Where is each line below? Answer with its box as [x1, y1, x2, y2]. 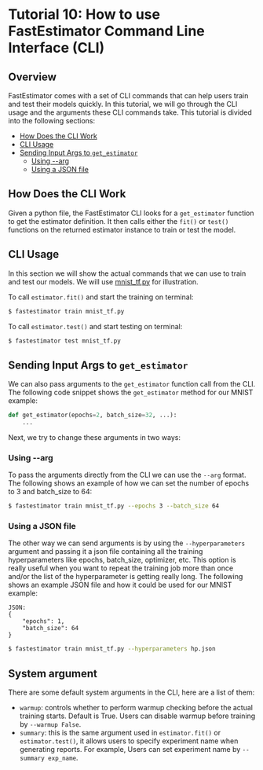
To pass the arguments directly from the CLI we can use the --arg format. [8, 470, 247, 480]
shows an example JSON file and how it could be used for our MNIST [8, 580, 232, 590]
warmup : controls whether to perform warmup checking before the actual [19, 703, 254, 713]
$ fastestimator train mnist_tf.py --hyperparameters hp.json [8, 645, 216, 653]
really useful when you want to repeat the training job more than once [8, 563, 234, 573]
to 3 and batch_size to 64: [8, 487, 93, 497]
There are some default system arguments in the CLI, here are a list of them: [8, 687, 255, 697]
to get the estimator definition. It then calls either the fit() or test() [8, 216, 229, 225]
